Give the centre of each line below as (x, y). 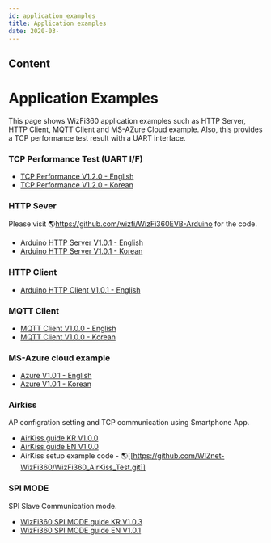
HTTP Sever (32, 205)
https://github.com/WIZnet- (179, 456)
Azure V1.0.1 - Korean (55, 384)
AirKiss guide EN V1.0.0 (59, 447)
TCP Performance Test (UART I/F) (76, 158)
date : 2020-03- (34, 31)
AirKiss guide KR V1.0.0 (59, 438)
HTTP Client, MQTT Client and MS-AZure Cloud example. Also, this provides (135, 129)
